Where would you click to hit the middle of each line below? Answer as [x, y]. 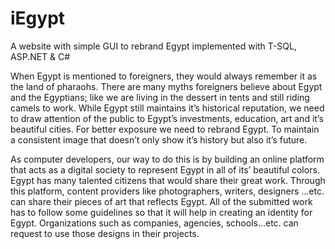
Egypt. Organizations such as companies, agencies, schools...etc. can [154, 223]
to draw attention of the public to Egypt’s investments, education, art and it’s [167, 118]
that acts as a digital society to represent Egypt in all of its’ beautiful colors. [165, 169]
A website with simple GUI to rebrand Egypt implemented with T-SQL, [153, 46]
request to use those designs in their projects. [105, 233]
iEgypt [38, 18]
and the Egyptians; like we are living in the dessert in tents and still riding [160, 97]
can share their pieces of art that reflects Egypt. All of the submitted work [161, 201]
